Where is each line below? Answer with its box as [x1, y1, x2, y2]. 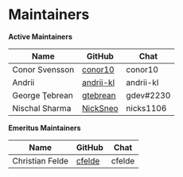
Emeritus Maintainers [8, 123, 81, 133]
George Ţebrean [12, 90, 73, 101]
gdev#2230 [126, 90, 171, 101]
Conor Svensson [12, 63, 75, 75]
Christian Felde [12, 155, 69, 166]
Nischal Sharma [12, 102, 72, 114]
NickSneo [82, 102, 119, 114]
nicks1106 [126, 102, 167, 114]
